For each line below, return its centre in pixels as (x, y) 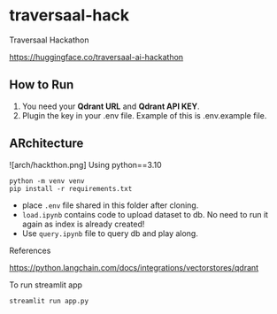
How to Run (42, 85)
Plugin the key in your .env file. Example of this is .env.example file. (144, 115)
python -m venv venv (47, 181)
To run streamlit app (46, 285)
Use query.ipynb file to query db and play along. (110, 233)
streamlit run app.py (49, 301)
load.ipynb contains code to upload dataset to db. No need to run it (145, 214)
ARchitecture (46, 144)
